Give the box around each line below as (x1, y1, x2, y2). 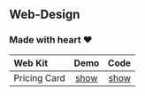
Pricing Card (13, 71, 66, 84)
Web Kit (13, 57, 49, 69)
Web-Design (9, 7, 80, 22)
